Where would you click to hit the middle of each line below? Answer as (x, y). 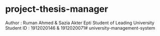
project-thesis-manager (57, 9)
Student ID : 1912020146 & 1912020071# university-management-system (80, 28)
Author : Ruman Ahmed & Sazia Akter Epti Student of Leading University (80, 23)
